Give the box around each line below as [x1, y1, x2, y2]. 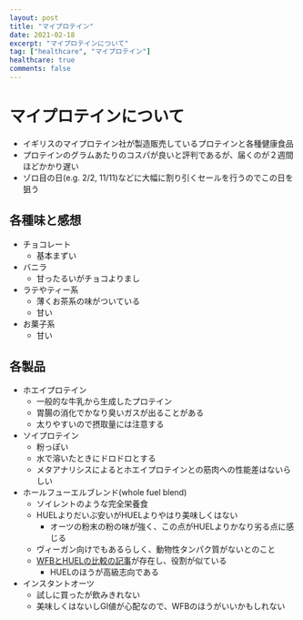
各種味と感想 [9, 213, 82, 229]
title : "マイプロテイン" [9, 22, 94, 31]
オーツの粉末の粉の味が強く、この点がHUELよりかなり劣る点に [49, 521, 287, 533]
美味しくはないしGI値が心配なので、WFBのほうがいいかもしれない [35, 601, 286, 612]
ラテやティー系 [22, 284, 79, 295]
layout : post [9, 13, 59, 23]
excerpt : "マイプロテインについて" [9, 38, 129, 48]
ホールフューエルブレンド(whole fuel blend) [22, 487, 187, 498]
